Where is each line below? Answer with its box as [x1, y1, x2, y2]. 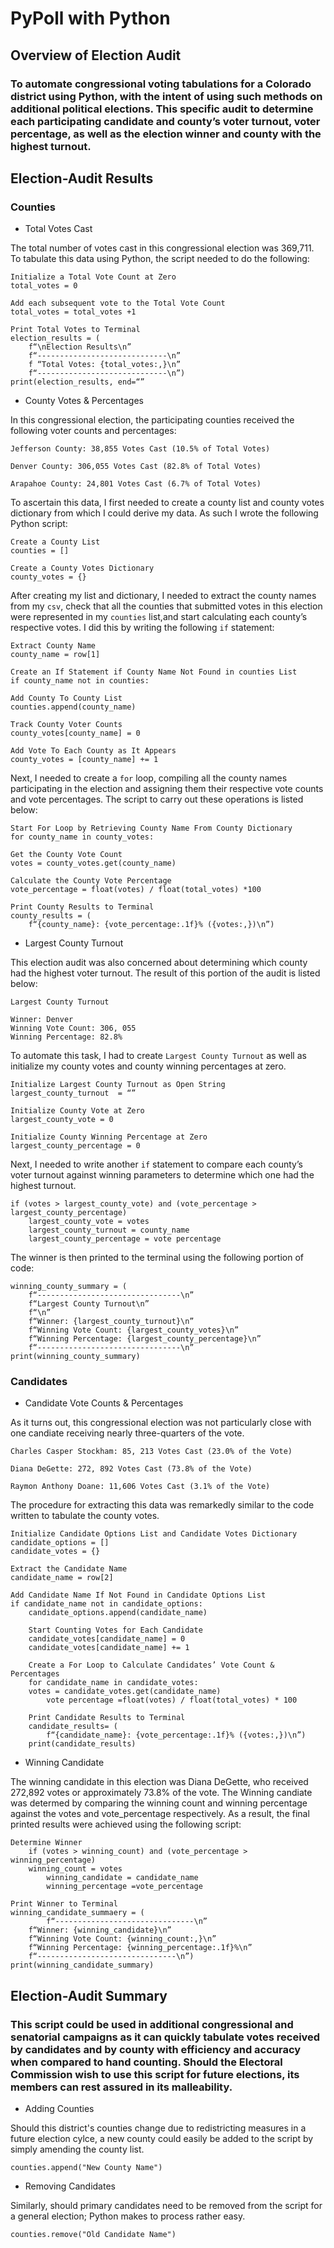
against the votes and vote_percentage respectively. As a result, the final [10, 1808, 310, 1820]
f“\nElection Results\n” [28, 342, 132, 352]
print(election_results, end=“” [10, 377, 145, 387]
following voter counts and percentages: [10, 425, 177, 437]
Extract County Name [10, 641, 97, 651]
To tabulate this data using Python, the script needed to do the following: [10, 253, 310, 265]
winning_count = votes [28, 1864, 123, 1874]
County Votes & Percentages [24, 395, 145, 407]
